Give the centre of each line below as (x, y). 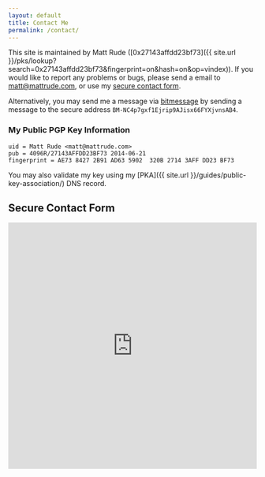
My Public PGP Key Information (69, 130)
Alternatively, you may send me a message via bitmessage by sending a (125, 101)
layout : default (35, 15)
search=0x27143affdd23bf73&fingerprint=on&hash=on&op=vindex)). (121, 69)
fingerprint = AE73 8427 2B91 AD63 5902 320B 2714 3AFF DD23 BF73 (121, 160)
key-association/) (37, 183)
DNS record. (86, 183)
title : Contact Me (38, 23)
